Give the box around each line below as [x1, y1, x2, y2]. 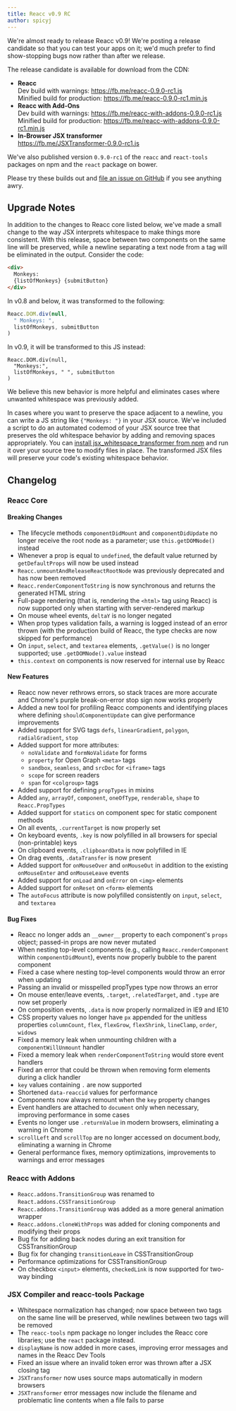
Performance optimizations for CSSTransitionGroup [17, 1257, 167, 1265]
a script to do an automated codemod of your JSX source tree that [7, 423, 201, 432]
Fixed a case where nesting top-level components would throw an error [17, 968, 225, 976]
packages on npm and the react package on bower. [7, 160, 159, 168]
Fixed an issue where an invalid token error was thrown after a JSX [17, 1358, 212, 1366]
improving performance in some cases [17, 1111, 130, 1119]
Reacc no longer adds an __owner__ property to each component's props [17, 930, 228, 939]
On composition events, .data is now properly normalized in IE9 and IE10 [17, 1005, 229, 1014]
